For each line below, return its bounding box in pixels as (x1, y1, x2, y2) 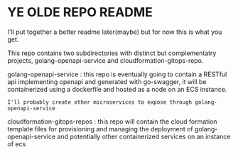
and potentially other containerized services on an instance (57, 132, 231, 141)
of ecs (7, 139, 26, 148)
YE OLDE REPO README (7, 4, 153, 20)
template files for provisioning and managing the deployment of (7, 124, 193, 133)
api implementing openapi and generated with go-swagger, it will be (7, 77, 207, 85)
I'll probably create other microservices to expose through (7, 98, 193, 106)
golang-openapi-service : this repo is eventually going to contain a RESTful (7, 70, 227, 78)
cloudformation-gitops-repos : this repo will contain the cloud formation (7, 117, 218, 126)
